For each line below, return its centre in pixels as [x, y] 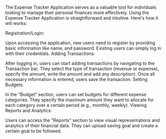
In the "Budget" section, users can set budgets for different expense [76, 94]
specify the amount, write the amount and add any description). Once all [80, 74]
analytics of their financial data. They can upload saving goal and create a [81, 126]
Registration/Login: [25, 33]
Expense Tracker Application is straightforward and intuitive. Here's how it [82, 18]
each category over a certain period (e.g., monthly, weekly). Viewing [76, 105]
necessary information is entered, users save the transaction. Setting [76, 79]
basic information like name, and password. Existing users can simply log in [83, 48]
